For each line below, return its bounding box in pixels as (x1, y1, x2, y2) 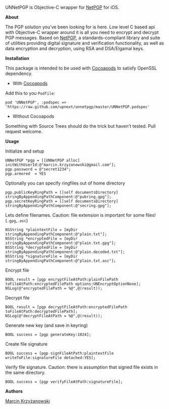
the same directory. (5, 369, 46, 376)
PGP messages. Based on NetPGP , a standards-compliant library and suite (5, 35, 160, 41)
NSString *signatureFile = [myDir (5, 254, 78, 259)
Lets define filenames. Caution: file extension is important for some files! (5, 212, 156, 218)
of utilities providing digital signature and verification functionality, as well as (5, 40, 164, 46)
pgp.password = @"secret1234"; (5, 167, 71, 172)
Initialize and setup (5, 148, 44, 154)
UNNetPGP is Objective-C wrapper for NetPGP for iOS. (5, 5, 120, 10)
